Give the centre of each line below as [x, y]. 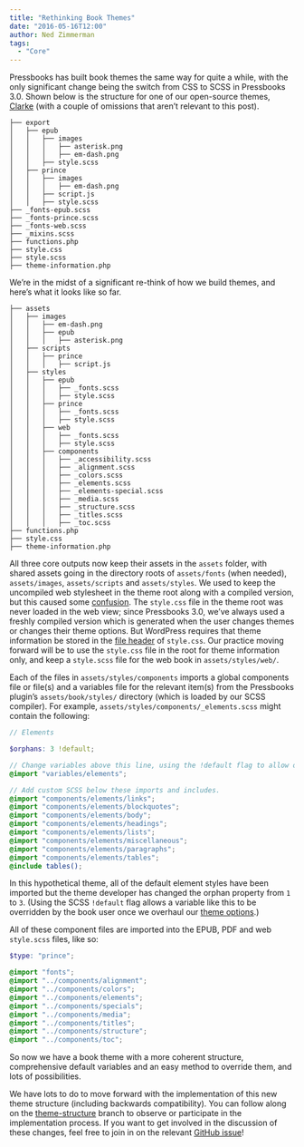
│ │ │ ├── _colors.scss [66, 476]
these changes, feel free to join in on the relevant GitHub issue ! [127, 1132]
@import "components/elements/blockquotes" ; [95, 807]
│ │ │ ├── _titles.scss [66, 515]
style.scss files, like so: [54, 939]
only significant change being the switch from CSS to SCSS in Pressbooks [147, 87]
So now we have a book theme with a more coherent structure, [127, 1057]
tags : [19, 43]
